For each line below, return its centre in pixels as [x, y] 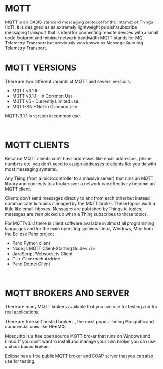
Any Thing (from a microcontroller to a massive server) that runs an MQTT [79, 178]
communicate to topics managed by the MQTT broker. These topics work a [80, 203]
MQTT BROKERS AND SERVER [67, 293]
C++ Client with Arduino [36, 259]
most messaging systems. [31, 169]
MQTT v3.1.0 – [26, 90]
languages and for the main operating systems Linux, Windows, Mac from [79, 228]
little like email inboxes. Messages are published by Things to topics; [74, 209]
